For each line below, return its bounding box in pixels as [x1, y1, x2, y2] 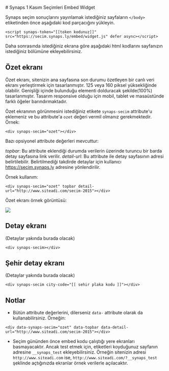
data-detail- [101, 325, 129, 330]
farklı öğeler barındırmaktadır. [5, 98, 68, 104]
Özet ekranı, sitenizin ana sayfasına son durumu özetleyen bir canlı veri [5, 77, 154, 83]
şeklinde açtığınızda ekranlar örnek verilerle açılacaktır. [12, 360, 128, 366]
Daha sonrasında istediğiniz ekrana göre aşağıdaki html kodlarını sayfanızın [5, 43, 163, 49]
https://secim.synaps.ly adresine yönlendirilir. [5, 164, 101, 170]
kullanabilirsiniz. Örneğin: [12, 315, 66, 321]
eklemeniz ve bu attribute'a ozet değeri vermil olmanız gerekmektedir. [5, 113, 152, 119]
